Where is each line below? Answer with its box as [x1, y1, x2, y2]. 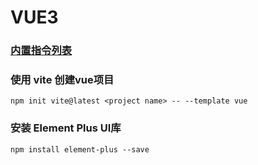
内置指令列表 [10, 44, 73, 58]
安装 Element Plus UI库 [10, 121, 122, 135]
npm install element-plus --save [10, 144, 150, 155]
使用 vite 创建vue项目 [10, 73, 115, 87]
